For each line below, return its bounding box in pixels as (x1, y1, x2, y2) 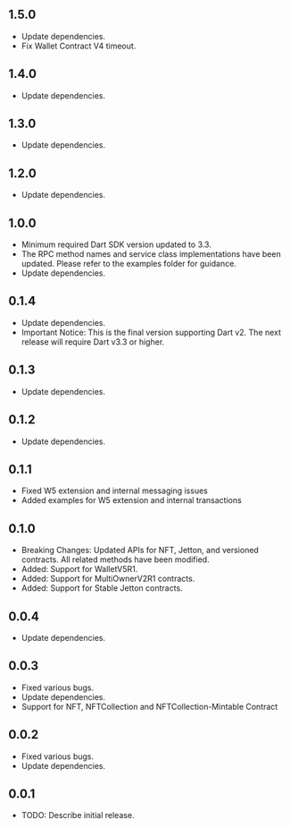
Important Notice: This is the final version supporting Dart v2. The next (21, 327, 282, 337)
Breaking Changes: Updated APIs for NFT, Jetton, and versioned (21, 545, 260, 556)
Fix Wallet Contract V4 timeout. (21, 40, 137, 51)
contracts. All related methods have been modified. (21, 554, 211, 565)
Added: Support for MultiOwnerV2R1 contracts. (21, 573, 195, 585)
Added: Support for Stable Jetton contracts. (21, 583, 184, 593)
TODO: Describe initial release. (21, 810, 135, 821)
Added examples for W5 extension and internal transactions (21, 495, 242, 506)
